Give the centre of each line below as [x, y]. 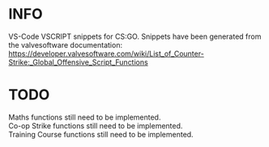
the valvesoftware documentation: [66, 44]
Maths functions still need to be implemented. [85, 117]
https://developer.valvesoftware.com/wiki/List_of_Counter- [106, 53]
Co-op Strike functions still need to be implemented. [96, 125]
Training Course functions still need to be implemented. [101, 134]
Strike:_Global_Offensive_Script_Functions [78, 62]
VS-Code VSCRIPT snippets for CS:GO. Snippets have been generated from [135, 36]
